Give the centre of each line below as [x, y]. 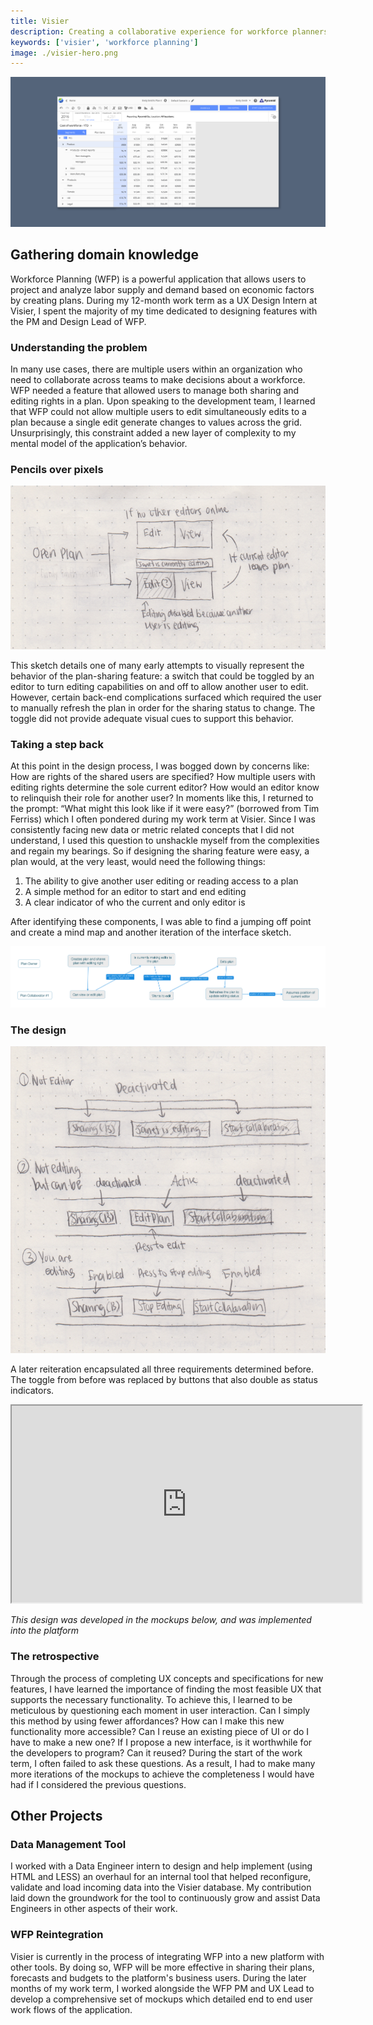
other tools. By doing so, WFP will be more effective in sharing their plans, [162, 1967]
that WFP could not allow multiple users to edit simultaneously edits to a [158, 412]
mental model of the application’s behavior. [99, 444]
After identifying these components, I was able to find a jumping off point [161, 922]
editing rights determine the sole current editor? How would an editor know [165, 787]
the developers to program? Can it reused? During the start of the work [156, 1752]
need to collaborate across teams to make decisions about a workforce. [158, 380]
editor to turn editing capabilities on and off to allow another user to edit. [159, 686]
